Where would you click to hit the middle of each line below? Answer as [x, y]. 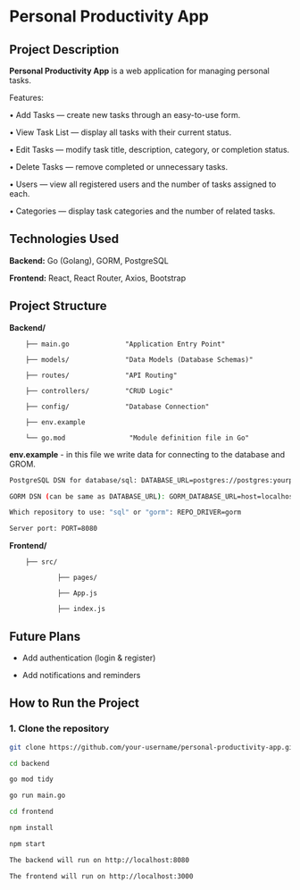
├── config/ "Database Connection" [117, 407]
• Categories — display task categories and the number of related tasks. [142, 211]
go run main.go [37, 796]
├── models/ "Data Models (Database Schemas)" [139, 359]
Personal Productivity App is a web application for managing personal [139, 71]
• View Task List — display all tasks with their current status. [121, 132]
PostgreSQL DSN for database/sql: [74, 480]
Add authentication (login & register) [89, 658]
